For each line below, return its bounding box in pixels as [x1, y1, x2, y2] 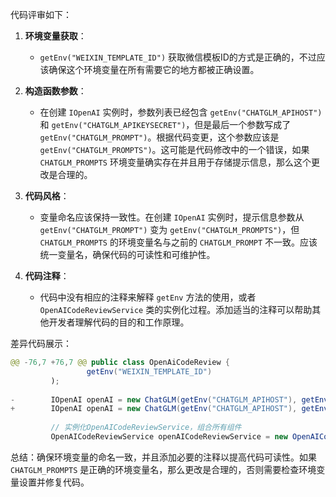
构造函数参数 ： [24, 85, 87, 97]
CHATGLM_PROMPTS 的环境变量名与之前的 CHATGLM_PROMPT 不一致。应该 [39, 236, 318, 248]
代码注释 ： [24, 270, 70, 282]
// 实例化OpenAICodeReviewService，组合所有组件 [50, 423, 242, 433]
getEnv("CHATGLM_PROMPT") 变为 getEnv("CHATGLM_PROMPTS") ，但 [39, 224, 300, 235]
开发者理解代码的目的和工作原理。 [48, 316, 190, 328]
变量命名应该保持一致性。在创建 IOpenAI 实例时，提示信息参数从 [39, 211, 305, 223]
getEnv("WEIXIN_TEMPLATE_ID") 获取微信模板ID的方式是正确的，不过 [39, 51, 317, 63]
